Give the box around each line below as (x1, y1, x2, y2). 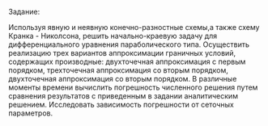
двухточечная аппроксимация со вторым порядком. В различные (8, 74, 237, 83)
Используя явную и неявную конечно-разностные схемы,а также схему (8, 23, 260, 31)
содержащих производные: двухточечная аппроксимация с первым (8, 57, 246, 66)
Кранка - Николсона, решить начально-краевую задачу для (8, 31, 218, 40)
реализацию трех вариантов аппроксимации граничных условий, (8, 48, 236, 57)
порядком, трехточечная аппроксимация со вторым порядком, (8, 65, 228, 75)
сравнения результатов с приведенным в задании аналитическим (8, 91, 239, 100)
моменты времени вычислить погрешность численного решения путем (8, 82, 258, 92)
